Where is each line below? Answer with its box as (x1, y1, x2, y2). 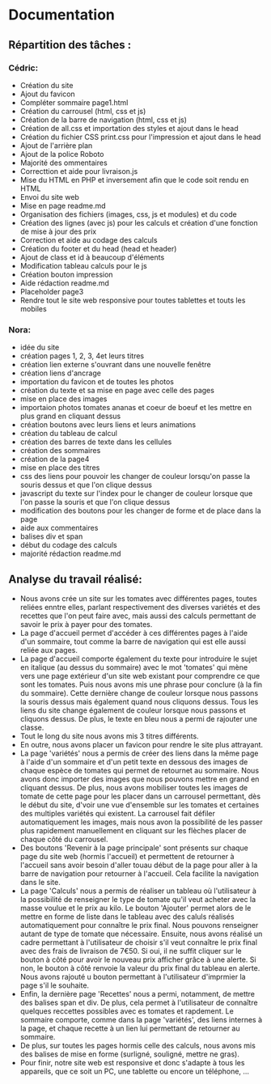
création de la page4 (19, 455, 90, 464)
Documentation (8, 6, 116, 24)
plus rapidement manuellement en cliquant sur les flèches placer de (19, 825, 247, 835)
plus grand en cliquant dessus (19, 411, 121, 421)
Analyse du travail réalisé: (8, 572, 143, 586)
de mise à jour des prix (19, 227, 97, 236)
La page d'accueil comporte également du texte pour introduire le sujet (19, 654, 257, 663)
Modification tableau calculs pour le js (19, 260, 147, 270)
